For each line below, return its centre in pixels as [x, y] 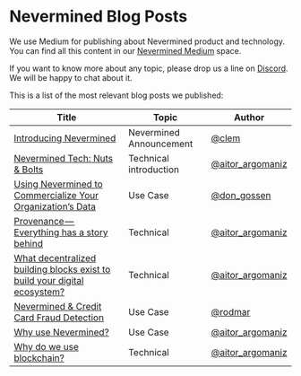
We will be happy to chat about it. [71, 77]
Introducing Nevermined [65, 138]
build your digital [49, 280]
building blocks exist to [62, 269]
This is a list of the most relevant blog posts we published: [116, 95]
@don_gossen [241, 195]
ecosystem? [39, 292]
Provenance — [44, 221]
